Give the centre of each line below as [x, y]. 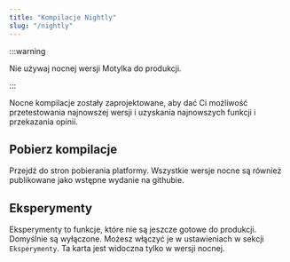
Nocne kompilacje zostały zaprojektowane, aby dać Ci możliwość [129, 102]
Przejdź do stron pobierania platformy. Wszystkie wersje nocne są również [145, 171]
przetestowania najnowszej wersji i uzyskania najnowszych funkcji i [133, 112]
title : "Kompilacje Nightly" [63, 17]
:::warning [27, 51]
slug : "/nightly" [41, 26]
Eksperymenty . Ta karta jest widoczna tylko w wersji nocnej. [117, 249]
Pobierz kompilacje [63, 149]
